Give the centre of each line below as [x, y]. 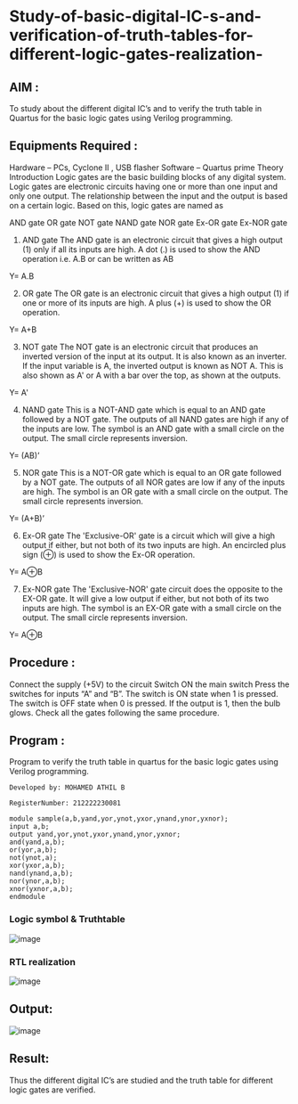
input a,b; [29, 827]
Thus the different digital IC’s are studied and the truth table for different [141, 1080]
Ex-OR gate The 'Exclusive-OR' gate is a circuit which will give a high [149, 536]
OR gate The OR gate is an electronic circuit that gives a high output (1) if [155, 293]
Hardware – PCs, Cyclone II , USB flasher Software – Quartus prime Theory [146, 168]
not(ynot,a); [33, 858]
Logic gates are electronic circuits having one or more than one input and [144, 186]
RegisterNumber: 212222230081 [65, 804]
